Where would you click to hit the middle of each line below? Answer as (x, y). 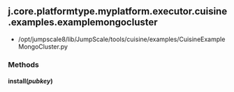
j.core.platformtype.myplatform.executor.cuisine (118, 11)
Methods (23, 64)
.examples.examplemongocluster (83, 23)
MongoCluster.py (43, 46)
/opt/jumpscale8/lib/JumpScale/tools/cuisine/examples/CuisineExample (122, 39)
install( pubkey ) (30, 81)
